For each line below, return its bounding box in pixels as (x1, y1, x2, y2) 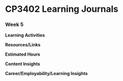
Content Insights (5, 61, 41, 67)
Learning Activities (5, 32, 45, 38)
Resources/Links (5, 42, 41, 48)
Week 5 (5, 21, 24, 28)
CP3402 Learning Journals (5, 3, 119, 15)
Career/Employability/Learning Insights (5, 71, 88, 77)
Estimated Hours (5, 51, 41, 57)
